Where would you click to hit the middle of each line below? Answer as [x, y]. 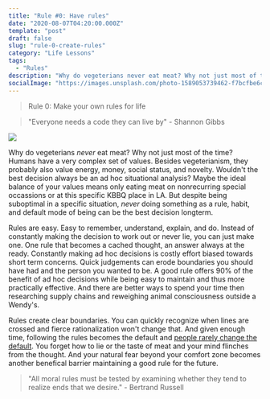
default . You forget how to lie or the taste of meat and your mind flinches [129, 346]
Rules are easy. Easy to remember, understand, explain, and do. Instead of [131, 228]
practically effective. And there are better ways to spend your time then [127, 287]
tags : [17, 61]
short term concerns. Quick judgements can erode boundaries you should [131, 261]
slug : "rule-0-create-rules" [57, 46]
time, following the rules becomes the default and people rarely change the [133, 337]
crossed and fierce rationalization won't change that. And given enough [127, 329]
